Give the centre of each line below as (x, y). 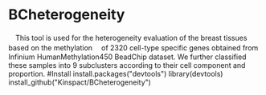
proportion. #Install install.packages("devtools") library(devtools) (116, 73)
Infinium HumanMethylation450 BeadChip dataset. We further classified (127, 57)
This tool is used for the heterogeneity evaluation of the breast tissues (131, 38)
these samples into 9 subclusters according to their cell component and (127, 65)
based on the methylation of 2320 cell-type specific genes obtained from (133, 47)
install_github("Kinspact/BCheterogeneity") (80, 82)
